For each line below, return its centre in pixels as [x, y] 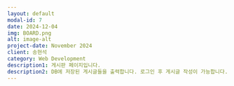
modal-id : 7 [25, 20]
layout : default [31, 14]
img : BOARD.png [29, 33]
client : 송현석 [27, 53]
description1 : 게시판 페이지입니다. [54, 65]
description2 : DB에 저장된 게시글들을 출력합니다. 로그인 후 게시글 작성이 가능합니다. [118, 71]
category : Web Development [47, 59]
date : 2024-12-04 [33, 26]
